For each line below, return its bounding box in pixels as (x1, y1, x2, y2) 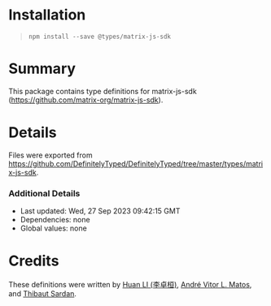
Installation (8, 6, 86, 24)
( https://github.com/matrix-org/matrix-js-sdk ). (8, 95, 164, 105)
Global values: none (20, 223, 87, 233)
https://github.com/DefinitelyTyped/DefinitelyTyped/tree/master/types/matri (8, 158, 263, 168)
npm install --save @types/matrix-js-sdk (28, 32, 171, 41)
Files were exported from (8, 150, 93, 160)
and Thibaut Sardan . (8, 289, 77, 299)
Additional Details (8, 187, 81, 199)
